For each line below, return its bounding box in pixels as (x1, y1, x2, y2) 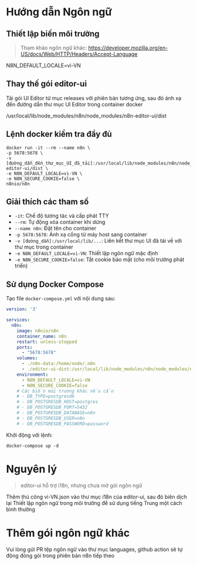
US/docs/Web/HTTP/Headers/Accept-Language (20, 51, 138, 58)
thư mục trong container (14, 243, 73, 250)
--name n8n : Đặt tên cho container (14, 225, 97, 232)
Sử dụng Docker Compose (6, 279, 104, 289)
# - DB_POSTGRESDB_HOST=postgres (16, 399, 98, 405)
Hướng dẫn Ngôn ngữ (6, 5, 113, 19)
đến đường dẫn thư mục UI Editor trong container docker (6, 101, 143, 108)
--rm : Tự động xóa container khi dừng (14, 219, 106, 226)
